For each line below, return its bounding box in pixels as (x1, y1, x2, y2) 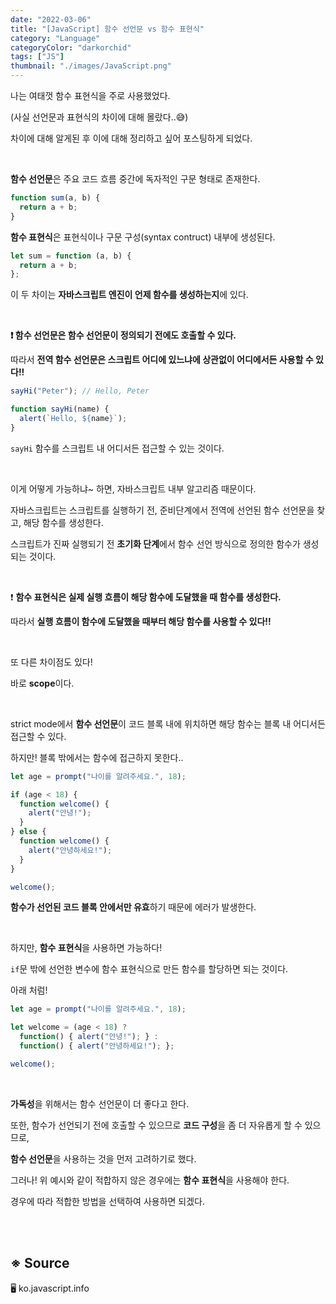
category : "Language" (10, 33, 101, 43)
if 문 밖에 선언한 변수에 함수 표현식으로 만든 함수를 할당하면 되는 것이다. (10, 963, 289, 975)
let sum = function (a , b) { (10, 251, 132, 261)
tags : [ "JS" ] (10, 52, 65, 62)
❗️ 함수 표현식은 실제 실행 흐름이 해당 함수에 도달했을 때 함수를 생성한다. (10, 591, 282, 603)
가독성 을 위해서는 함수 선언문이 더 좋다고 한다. (10, 1097, 190, 1110)
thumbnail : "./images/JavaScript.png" (10, 61, 172, 71)
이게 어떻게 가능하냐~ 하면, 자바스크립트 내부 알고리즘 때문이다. (10, 482, 257, 495)
